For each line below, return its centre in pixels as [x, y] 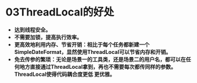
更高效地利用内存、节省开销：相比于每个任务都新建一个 [82, 44]
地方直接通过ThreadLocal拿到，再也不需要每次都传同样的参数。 [98, 66]
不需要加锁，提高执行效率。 [48, 37]
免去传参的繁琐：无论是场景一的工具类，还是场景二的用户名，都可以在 [100, 59]
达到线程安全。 [32, 30]
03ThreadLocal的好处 [60, 12]
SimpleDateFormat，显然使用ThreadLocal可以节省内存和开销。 [93, 52]
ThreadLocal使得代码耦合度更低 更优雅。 [64, 74]
